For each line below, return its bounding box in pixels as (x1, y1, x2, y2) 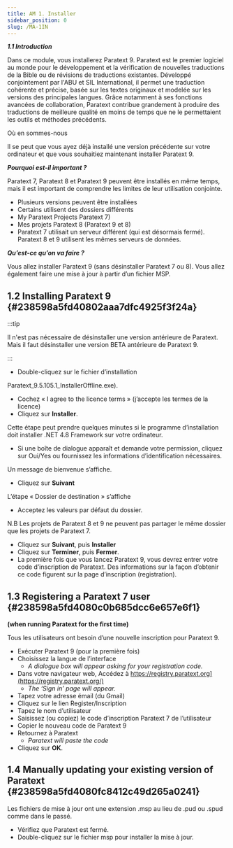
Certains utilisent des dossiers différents (17, 206, 134, 214)
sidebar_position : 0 (7, 17, 68, 24)
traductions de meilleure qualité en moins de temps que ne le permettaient (7, 108, 221, 116)
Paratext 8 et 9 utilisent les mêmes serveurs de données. (17, 235, 181, 243)
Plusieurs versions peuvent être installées (17, 198, 137, 206)
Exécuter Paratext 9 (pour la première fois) (17, 647, 140, 655)
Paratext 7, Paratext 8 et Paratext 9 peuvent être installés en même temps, (7, 177, 220, 185)
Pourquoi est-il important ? (7, 164, 87, 172)
